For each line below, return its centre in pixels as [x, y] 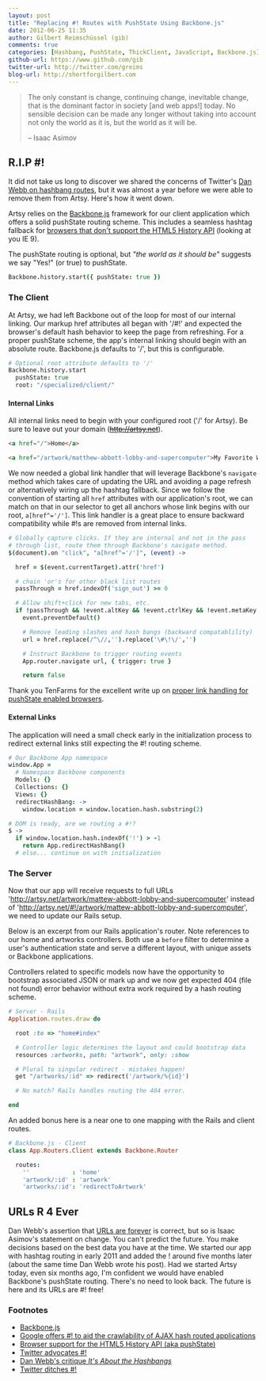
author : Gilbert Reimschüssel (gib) [68, 38]
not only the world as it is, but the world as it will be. [112, 122]
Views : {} [31, 794]
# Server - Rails [37, 1012]
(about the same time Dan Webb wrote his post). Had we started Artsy [123, 1265]
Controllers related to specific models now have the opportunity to [116, 972]
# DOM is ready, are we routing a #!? [72, 824]
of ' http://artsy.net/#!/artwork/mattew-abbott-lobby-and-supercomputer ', [128, 907]
